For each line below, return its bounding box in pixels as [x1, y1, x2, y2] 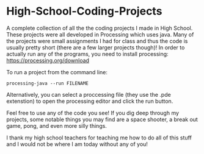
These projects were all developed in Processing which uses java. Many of [6, 30, 194, 38]
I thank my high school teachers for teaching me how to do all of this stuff [6, 134, 192, 141]
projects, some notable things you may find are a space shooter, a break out [6, 116, 199, 123]
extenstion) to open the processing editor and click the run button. [6, 97, 173, 105]
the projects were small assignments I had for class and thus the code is [6, 37, 188, 44]
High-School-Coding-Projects [6, 4, 162, 18]
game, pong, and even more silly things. [6, 122, 107, 129]
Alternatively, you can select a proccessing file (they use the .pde [6, 91, 171, 98]
